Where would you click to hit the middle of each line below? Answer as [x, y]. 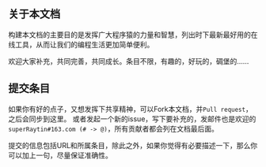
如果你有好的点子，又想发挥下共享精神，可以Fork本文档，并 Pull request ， [131, 109]
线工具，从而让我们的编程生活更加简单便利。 [81, 44]
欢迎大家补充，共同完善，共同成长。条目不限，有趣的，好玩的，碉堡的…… [129, 61]
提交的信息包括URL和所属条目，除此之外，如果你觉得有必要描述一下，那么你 [133, 145]
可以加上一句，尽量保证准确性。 [60, 155]
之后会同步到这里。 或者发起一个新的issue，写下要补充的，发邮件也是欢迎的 [132, 119]
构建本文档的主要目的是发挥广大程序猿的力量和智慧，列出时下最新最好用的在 [133, 35]
